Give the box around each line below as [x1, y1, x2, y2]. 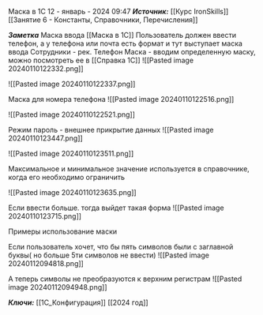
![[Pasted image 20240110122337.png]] [8, 79, 136, 88]
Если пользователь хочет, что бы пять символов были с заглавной [8, 242, 234, 251]
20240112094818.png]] [8, 259, 85, 268]
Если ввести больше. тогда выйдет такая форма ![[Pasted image [8, 203, 224, 212]
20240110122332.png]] [8, 64, 85, 73]
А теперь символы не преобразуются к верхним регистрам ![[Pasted [8, 274, 242, 283]
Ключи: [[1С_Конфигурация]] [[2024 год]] [8, 298, 148, 307]
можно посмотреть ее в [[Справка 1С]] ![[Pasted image [8, 55, 194, 65]
